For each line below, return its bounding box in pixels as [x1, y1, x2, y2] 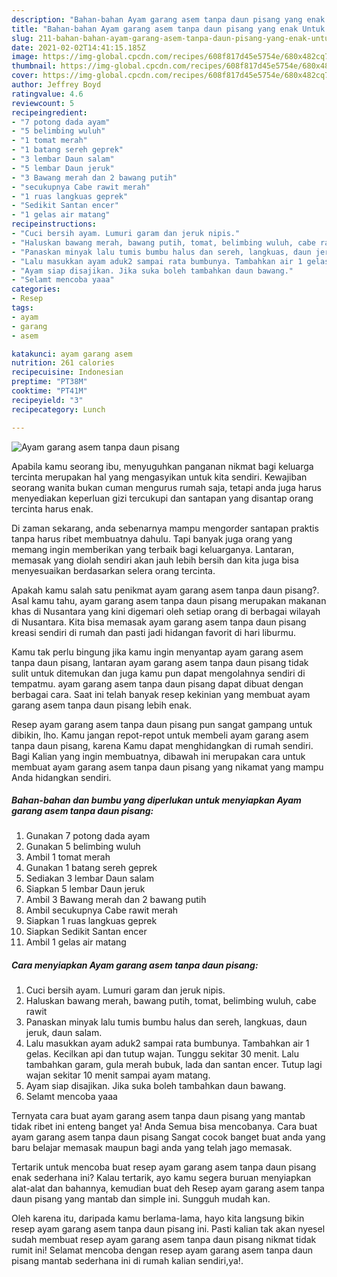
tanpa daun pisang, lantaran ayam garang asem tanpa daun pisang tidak [11, 656, 309, 668]
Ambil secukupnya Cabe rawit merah [25, 904, 179, 916]
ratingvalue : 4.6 [11, 89, 84, 99]
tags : [11, 303, 34, 313]
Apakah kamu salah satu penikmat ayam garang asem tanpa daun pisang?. [11, 584, 320, 596]
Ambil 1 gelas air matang [25, 936, 127, 948]
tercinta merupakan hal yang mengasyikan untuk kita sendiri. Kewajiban [11, 471, 308, 483]
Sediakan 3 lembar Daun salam [25, 872, 154, 885]
